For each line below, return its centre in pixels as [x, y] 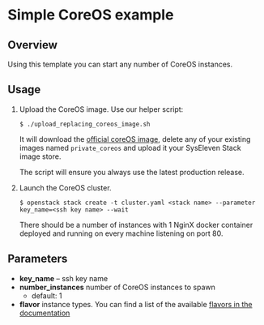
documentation [45, 313]
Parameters [38, 259]
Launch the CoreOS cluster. [65, 187]
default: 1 [47, 295]
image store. [40, 156]
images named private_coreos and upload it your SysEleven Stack [130, 148]
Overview [33, 45]
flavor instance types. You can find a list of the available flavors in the [136, 304]
